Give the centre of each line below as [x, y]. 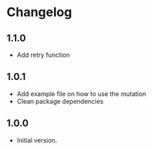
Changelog [39, 12]
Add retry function [43, 55]
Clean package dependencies [60, 101]
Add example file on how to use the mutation [81, 94]
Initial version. [37, 140]
